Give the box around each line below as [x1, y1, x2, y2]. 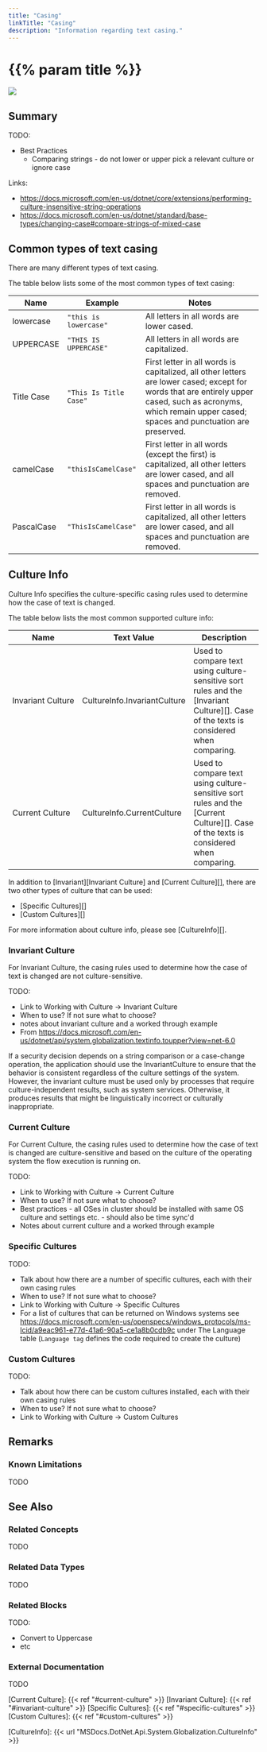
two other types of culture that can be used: [8, 885, 153, 895]
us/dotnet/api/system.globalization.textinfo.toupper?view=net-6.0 [19, 1036, 236, 1046]
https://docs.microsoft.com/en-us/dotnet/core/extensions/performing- [19, 194, 252, 203]
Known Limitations [8, 1459, 83, 1470]
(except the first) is [145, 448, 216, 459]
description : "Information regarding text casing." [8, 26, 183, 34]
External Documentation [8, 1661, 105, 1673]
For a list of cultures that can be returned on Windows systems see [19, 1308, 240, 1317]
